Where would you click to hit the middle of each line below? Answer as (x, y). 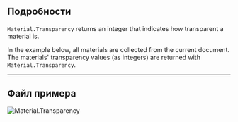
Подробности (39, 12)
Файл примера (42, 93)
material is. (23, 36)
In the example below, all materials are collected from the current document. (119, 49)
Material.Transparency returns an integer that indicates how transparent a (116, 28)
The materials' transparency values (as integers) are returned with (104, 57)
